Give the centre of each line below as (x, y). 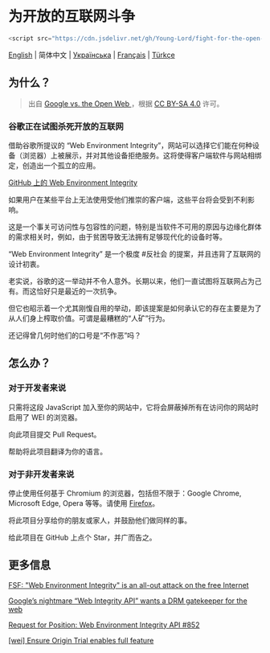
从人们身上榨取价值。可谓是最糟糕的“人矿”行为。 (89, 318)
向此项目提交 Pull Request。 (55, 434)
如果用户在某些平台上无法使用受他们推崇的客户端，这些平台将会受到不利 (128, 199)
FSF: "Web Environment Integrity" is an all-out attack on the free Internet (129, 585)
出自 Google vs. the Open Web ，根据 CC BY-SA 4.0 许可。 (126, 103)
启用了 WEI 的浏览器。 (45, 417)
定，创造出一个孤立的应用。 (54, 165)
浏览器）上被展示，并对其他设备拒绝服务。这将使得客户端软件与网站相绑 (142, 155)
